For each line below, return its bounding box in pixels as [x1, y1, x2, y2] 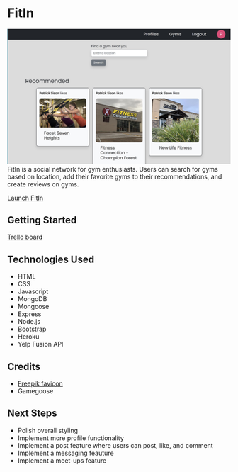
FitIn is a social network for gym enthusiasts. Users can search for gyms [7, 164, 218, 173]
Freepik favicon [17, 379, 64, 388]
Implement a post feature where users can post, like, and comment [17, 441, 214, 449]
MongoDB [17, 295, 47, 303]
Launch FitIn [7, 193, 44, 202]
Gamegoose [17, 387, 54, 395]
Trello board [7, 232, 43, 242]
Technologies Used [7, 253, 94, 265]
